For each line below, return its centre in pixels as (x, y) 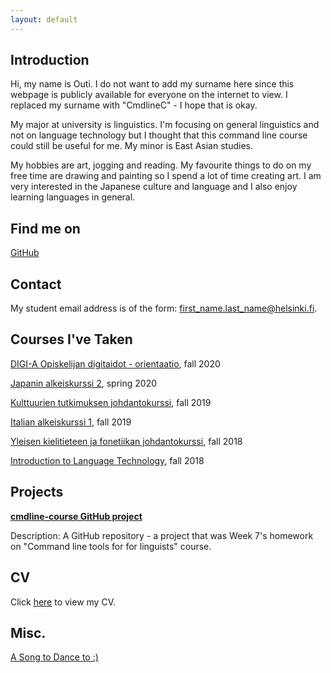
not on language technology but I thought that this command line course (159, 135)
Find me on (45, 228)
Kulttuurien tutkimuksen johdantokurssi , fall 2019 (111, 402)
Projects (37, 492)
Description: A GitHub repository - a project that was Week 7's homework (162, 535)
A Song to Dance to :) (54, 657)
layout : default (44, 19)
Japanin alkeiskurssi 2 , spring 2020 (84, 383)
